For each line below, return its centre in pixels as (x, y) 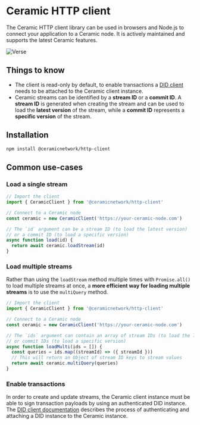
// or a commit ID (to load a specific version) (68, 235)
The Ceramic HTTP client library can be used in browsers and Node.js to (95, 27)
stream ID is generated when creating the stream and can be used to (99, 104)
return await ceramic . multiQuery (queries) (65, 363)
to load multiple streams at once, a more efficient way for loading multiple (98, 286)
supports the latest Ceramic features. (52, 40)
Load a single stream (37, 184)
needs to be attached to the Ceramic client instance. (79, 91)
